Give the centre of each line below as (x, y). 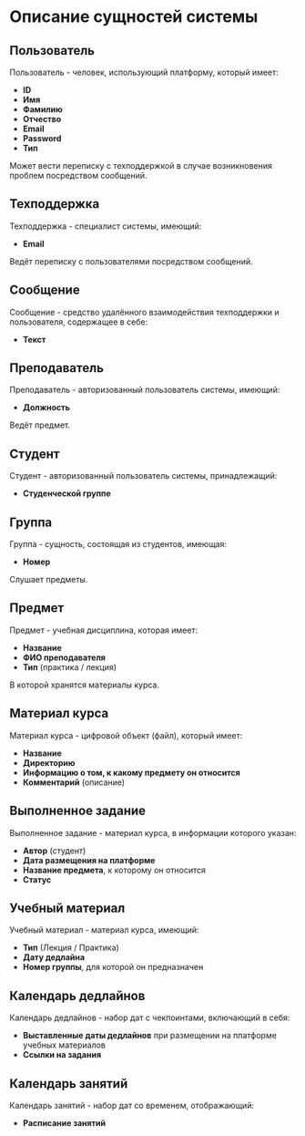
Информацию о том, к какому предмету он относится (132, 772)
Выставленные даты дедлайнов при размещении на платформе (150, 1036)
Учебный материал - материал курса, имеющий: (104, 930)
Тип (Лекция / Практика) (71, 948)
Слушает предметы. (49, 580)
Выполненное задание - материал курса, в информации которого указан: (153, 832)
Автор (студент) (54, 851)
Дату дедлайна (53, 957)
